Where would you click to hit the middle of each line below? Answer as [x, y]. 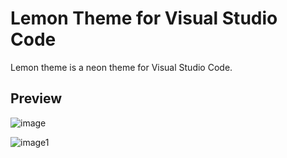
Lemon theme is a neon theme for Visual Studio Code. [121, 67]
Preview [36, 98]
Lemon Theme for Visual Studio [144, 18]
